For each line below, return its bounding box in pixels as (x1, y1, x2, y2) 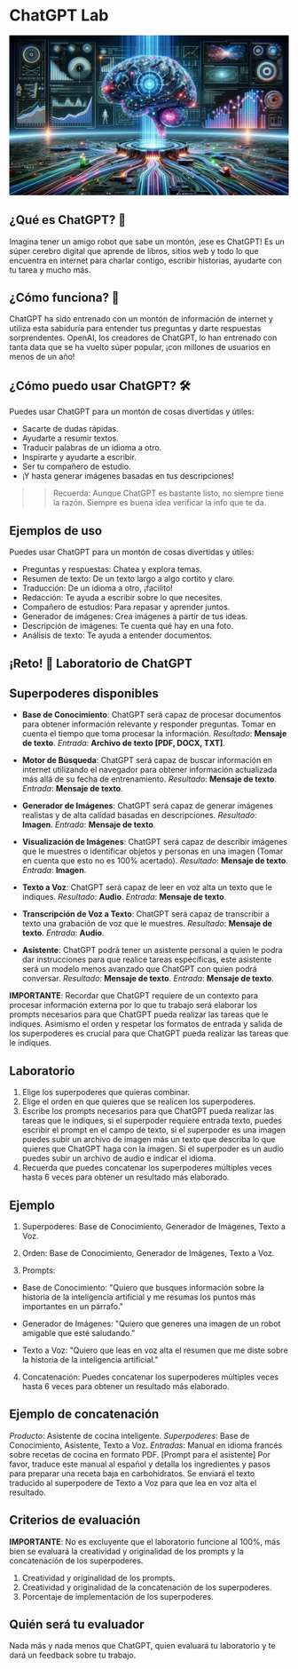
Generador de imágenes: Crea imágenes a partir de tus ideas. (21, 611, 248, 622)
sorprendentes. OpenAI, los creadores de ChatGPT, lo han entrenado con (9, 332, 278, 343)
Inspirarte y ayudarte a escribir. (21, 452, 137, 463)
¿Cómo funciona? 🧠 (9, 290, 120, 306)
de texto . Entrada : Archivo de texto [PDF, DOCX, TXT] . (21, 738, 226, 749)
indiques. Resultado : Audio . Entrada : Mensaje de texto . (21, 892, 227, 902)
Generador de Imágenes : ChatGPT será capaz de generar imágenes (21, 800, 273, 811)
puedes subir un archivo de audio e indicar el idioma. (21, 1153, 216, 1164)
